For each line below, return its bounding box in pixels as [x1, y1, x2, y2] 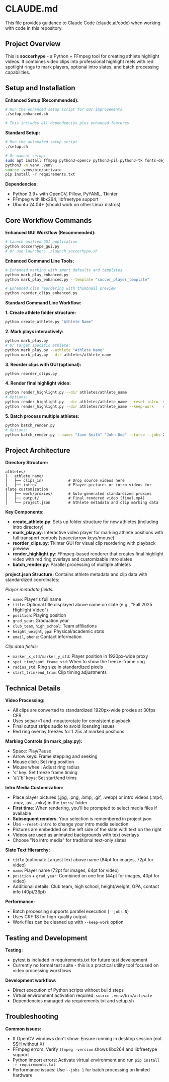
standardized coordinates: [5, 577, 59, 583]
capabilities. [5, 69, 30, 75]
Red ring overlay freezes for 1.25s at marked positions [12, 729, 125, 735]
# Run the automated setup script [5, 140, 78, 145]
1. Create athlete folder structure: [5, 309, 76, 315]
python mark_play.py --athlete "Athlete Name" [5, 347, 105, 353]
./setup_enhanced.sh [5, 111, 49, 116]
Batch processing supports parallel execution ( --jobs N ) [12, 908, 129, 915]
